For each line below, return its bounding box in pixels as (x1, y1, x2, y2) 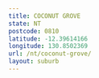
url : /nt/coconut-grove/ (8, 50, 92, 58)
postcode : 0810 (8, 27, 60, 35)
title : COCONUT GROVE (8, 11, 81, 20)
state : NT (8, 19, 42, 28)
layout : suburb (8, 58, 60, 66)
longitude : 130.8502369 (8, 42, 89, 50)
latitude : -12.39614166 (8, 34, 89, 43)
